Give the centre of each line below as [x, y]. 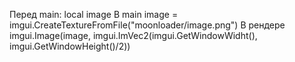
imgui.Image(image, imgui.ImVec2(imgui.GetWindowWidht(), [133, 35]
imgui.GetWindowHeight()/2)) [70, 46]
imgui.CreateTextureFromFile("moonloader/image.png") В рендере [147, 25]
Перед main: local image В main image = [94, 14]
